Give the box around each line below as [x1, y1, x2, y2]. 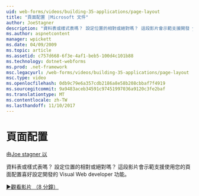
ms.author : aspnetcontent [6, 31, 70, 37]
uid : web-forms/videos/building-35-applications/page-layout [6, 8, 161, 15]
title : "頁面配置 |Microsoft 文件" [6, 14, 89, 20]
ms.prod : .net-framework [6, 64, 68, 70]
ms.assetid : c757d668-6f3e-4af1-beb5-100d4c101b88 [6, 53, 134, 59]
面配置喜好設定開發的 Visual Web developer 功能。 [6, 170, 130, 178]
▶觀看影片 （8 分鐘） [6, 184, 59, 191]
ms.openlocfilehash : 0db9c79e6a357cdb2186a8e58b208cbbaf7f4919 [6, 81, 166, 87]
